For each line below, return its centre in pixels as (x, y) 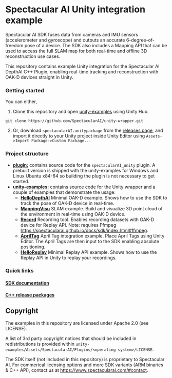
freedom (14, 45)
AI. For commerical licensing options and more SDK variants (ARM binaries (84, 365)
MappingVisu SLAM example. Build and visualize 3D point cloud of (91, 208)
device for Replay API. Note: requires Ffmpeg (68, 225)
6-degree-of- (140, 40)
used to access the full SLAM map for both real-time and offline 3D (76, 51)
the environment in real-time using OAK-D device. (73, 214)
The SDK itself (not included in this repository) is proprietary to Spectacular (85, 360)
